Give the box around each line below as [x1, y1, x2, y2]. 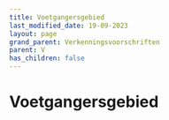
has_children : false [9, 54, 86, 63]
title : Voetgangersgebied [9, 12, 104, 22]
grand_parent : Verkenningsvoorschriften [9, 37, 161, 47]
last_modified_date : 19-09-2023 [9, 21, 128, 30]
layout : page [9, 29, 58, 38]
